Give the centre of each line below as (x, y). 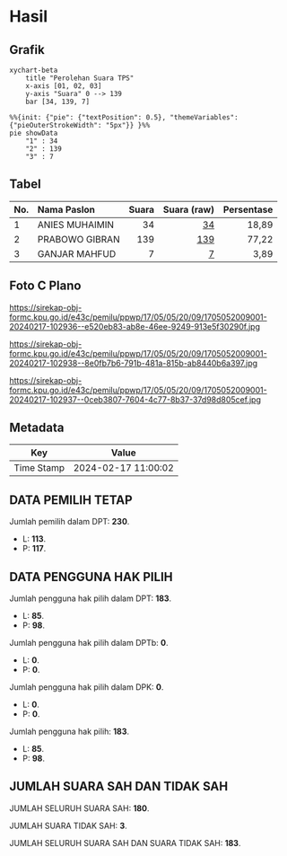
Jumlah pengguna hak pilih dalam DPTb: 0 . (89, 643)
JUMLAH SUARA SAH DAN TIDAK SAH (119, 786)
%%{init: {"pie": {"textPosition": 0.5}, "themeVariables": (124, 118)
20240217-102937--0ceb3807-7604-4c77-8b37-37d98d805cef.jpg (135, 399)
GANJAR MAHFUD (77, 253)
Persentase (248, 209)
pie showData (34, 133)
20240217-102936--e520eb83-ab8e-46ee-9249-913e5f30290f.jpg (135, 326)
